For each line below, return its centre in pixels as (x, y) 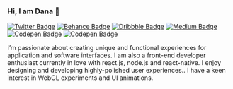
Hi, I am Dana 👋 (34, 11)
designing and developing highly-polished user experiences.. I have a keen (116, 71)
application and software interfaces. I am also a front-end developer (107, 55)
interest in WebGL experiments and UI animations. (80, 78)
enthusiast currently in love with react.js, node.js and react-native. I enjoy (114, 63)
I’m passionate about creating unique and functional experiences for (107, 48)
